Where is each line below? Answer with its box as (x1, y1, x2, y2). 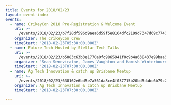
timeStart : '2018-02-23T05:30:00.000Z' (14, 41, 99, 46)
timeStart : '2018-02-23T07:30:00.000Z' (14, 87, 99, 93)
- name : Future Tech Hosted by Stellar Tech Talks (10, 45, 120, 50)
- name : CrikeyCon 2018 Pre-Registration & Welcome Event (10, 21, 136, 27)
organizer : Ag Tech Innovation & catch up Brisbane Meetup (14, 83, 142, 88)
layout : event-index (5, 12, 49, 17)
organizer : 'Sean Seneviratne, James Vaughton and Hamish (14, 59, 140, 64)
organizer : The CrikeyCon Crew (14, 36, 81, 41)
